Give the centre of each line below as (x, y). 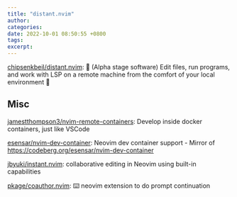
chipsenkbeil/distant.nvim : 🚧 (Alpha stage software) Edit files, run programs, (119, 67)
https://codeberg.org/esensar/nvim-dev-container (81, 150)
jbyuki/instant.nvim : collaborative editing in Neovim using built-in (102, 164)
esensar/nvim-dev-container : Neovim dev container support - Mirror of (111, 142)
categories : (25, 27)
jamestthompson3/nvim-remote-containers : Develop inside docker (105, 121)
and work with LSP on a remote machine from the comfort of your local (111, 74)
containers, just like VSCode (49, 129)
